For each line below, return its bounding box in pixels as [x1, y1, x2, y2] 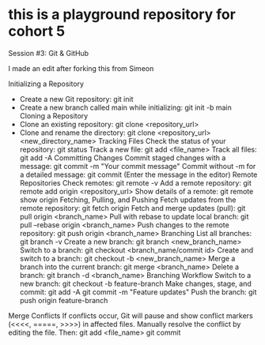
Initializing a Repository [8, 79, 85, 88]
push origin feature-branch [19, 295, 108, 305]
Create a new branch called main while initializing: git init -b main [19, 103, 232, 112]
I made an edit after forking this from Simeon [8, 63, 154, 73]
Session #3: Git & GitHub [8, 48, 89, 58]
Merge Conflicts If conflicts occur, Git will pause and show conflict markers [8, 310, 253, 321]
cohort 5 [8, 22, 66, 40]
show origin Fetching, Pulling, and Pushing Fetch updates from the [19, 195, 237, 204]
